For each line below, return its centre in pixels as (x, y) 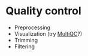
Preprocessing (32, 27)
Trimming (26, 40)
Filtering (25, 46)
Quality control (43, 11)
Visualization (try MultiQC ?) (48, 33)
